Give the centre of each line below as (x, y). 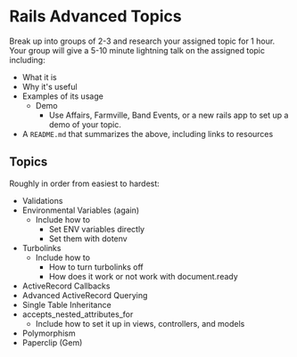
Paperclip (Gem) (52, 342)
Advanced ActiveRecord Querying (85, 295)
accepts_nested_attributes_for (78, 314)
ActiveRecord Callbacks (66, 286)
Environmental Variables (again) (81, 210)
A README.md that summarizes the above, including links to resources (148, 134)
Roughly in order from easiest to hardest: (85, 183)
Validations (42, 200)
